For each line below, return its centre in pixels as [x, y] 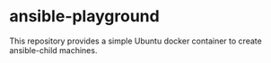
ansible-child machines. [53, 50]
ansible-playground [84, 16]
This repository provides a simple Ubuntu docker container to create [135, 41]
